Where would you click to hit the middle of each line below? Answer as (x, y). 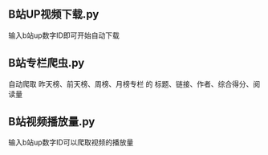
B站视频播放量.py (52, 122)
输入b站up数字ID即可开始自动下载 (64, 35)
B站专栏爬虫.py (47, 63)
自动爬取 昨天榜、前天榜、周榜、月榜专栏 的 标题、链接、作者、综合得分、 (131, 84)
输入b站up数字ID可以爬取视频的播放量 (71, 142)
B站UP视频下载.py (54, 14)
